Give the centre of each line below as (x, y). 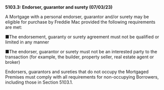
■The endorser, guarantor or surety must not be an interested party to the (81, 52)
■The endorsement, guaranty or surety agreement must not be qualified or (82, 37)
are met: (14, 27)
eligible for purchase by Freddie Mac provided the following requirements (80, 22)
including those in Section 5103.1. (39, 82)
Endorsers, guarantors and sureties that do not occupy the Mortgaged (77, 72)
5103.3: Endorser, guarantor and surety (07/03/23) (59, 7)
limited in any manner (27, 42)
